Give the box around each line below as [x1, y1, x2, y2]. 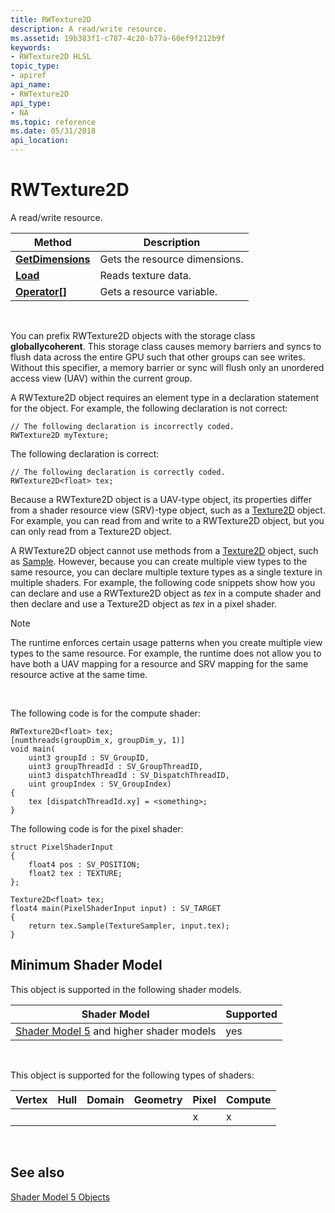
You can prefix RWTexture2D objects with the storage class [10, 329, 256, 341]
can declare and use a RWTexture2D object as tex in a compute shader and [10, 587, 322, 599]
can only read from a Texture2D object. [10, 525, 172, 537]
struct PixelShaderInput [10, 842, 114, 852]
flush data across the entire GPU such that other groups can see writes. [10, 351, 306, 363]
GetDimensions [15, 252, 91, 266]
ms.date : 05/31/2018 [10, 126, 97, 136]
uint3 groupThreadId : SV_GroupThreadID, [28, 761, 203, 771]
